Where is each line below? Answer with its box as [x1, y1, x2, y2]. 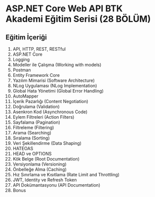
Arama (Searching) [12, 130, 51, 135]
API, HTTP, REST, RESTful [12, 46, 66, 52]
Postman [12, 67, 31, 73]
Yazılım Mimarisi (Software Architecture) [12, 77, 95, 83]
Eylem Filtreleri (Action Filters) [12, 114, 75, 120]
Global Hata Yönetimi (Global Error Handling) [12, 88, 104, 94]
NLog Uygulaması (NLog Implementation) [12, 83, 97, 89]
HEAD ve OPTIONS [12, 151, 52, 157]
